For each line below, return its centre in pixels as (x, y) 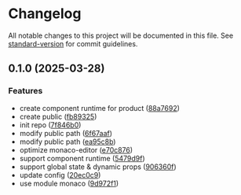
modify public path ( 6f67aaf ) (66, 133)
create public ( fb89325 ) (58, 116)
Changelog (45, 14)
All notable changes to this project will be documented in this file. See (121, 35)
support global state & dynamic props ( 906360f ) (98, 167)
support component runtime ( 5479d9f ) (82, 158)
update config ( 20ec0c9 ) (60, 175)
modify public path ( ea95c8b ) (68, 142)
